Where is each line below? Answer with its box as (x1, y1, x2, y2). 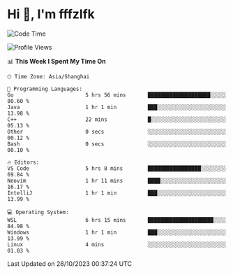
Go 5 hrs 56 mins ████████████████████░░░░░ (7, 91, 227, 99)
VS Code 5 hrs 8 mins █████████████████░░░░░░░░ (7, 164, 227, 172)
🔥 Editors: (7, 159, 40, 166)
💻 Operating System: (7, 209, 70, 216)
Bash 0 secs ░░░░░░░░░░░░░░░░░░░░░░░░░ (7, 140, 227, 148)
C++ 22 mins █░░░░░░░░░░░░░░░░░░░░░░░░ (7, 115, 227, 123)
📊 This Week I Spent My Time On (7, 57, 106, 65)
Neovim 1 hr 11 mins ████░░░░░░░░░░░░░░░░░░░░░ (7, 177, 227, 184)
